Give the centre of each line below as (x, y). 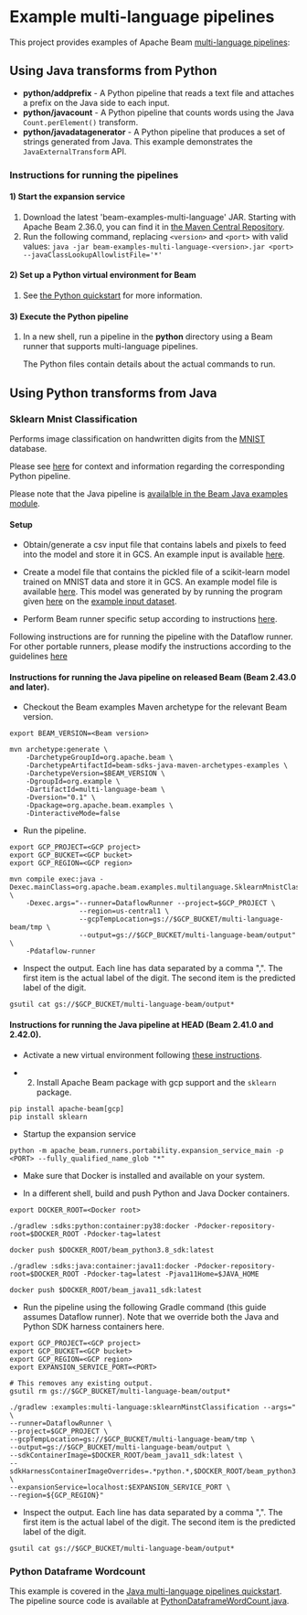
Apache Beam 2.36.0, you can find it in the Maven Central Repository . (153, 227)
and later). (30, 687)
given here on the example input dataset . (100, 602)
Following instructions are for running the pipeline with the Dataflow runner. (152, 636)
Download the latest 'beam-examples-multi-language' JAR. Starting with (159, 217)
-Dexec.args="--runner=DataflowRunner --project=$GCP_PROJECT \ (151, 904)
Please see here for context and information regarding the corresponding (147, 466)
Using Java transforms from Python (113, 71)
